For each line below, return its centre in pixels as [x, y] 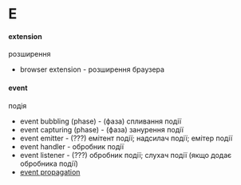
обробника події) [49, 163]
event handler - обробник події [72, 146]
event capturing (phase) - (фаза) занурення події [101, 129]
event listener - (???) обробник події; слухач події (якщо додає [126, 155]
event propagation [50, 171]
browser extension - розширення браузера [92, 69]
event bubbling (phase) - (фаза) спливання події [101, 121]
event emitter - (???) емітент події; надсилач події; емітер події [126, 138]
